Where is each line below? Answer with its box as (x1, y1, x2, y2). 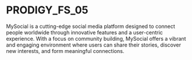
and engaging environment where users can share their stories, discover (6, 41, 181, 48)
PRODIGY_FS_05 (6, 3, 89, 17)
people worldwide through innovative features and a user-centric (6, 29, 163, 36)
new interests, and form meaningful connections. (6, 47, 125, 54)
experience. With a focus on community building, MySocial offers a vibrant (6, 35, 186, 42)
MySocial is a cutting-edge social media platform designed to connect (6, 23, 176, 30)
